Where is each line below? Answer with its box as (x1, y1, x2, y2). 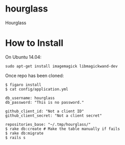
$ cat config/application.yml (5, 87, 69, 92)
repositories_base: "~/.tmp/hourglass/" (5, 122, 91, 127)
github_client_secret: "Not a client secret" (5, 113, 102, 118)
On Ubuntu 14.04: (5, 54, 42, 60)
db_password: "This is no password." (5, 100, 84, 105)
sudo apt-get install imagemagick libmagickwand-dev (5, 63, 118, 68)
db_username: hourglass (5, 95, 55, 101)
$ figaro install (5, 82, 42, 87)
